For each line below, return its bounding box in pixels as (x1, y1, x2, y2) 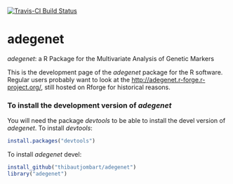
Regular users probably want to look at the (7, 75, 131, 84)
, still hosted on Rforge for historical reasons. (41, 83, 171, 91)
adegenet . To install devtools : (7, 124, 93, 133)
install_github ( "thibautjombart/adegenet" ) (7, 164, 137, 171)
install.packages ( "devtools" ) (7, 138, 96, 145)
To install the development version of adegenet (7, 100, 172, 110)
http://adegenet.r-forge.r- (131, 75, 206, 84)
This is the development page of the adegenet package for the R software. (7, 67, 223, 77)
